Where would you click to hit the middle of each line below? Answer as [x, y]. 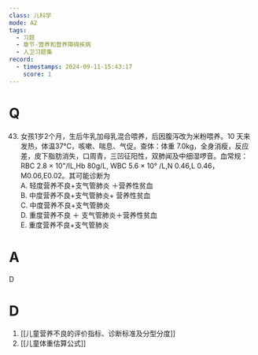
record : [22, 60]
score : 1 [37, 74]
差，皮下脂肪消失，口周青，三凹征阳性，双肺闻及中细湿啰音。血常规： [134, 155]
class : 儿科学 [30, 15]
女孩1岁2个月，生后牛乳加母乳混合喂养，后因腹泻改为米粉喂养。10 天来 [135, 136]
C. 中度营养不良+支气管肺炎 [65, 205]
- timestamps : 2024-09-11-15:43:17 [74, 67]
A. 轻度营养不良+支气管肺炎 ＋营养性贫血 [87, 185]
